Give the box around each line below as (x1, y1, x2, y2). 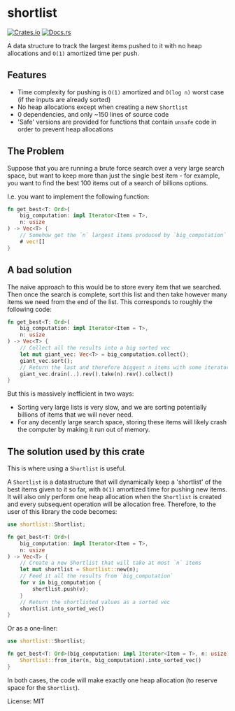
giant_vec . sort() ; (20, 357, 73, 364)
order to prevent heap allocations (17, 124, 113, 134)
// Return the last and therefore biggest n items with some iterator (20, 364, 230, 371)
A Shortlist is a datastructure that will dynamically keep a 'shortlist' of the (7, 477, 222, 487)
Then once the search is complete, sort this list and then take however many (7, 290, 227, 299)
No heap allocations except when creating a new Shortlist (17, 103, 188, 111)
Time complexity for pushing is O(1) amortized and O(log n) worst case (17, 87, 225, 96)
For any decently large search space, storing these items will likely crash (17, 418, 227, 426)
